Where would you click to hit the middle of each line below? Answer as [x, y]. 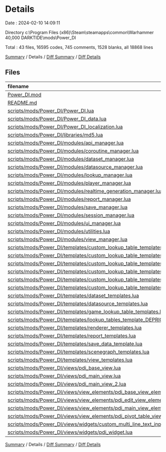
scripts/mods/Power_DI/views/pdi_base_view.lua [64, 368]
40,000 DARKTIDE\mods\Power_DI [41, 38]
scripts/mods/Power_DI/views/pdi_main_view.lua [64, 376]
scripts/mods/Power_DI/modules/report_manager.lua [69, 199]
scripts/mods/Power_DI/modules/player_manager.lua [69, 183]
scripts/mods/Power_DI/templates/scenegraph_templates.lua [79, 352]
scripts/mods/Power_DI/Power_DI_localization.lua [65, 127]
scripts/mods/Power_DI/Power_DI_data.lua [57, 119]
